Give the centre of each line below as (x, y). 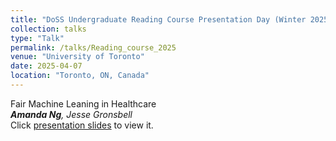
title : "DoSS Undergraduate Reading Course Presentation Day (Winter (158, 19)
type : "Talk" (37, 38)
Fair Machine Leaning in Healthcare (83, 103)
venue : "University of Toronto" (77, 57)
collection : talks (48, 29)
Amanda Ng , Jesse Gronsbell (71, 114)
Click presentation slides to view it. (82, 125)
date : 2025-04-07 (46, 66)
